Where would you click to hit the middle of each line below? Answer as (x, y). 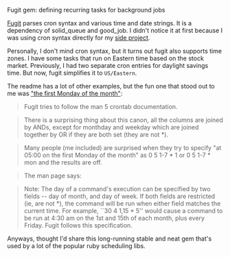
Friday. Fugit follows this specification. (78, 225)
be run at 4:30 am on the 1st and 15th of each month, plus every (114, 218)
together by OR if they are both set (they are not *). (96, 134)
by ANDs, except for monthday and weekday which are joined (111, 127)
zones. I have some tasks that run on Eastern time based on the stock (106, 58)
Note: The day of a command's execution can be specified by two (117, 189)
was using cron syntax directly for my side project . (79, 38)
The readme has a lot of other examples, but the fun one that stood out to (111, 86)
